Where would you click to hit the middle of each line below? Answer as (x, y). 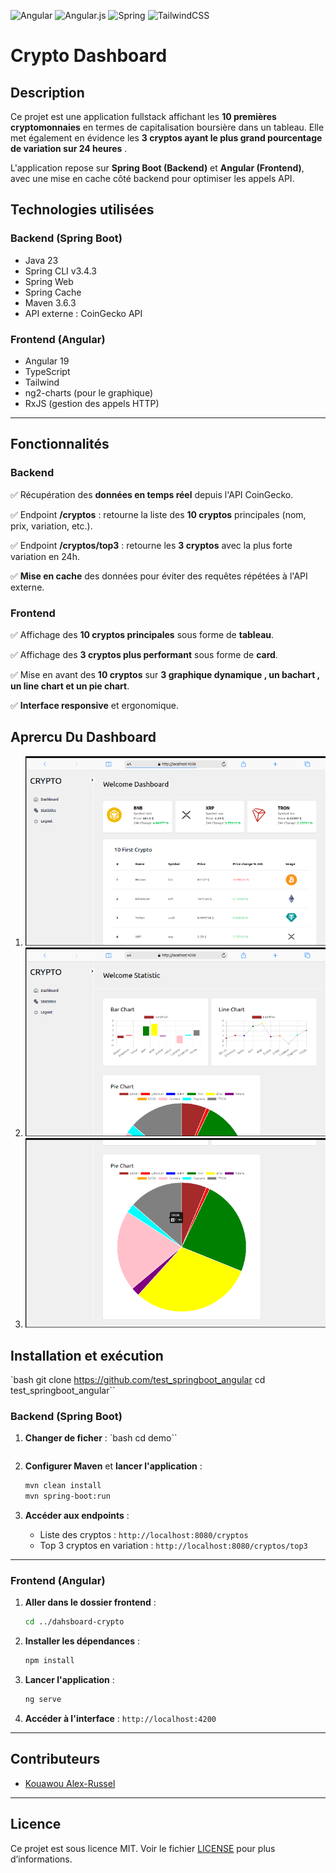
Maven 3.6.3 (50, 302)
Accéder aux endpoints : (77, 1516)
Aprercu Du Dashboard (83, 737)
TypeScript (47, 371)
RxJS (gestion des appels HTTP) (92, 403)
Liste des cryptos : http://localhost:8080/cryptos (144, 1535)
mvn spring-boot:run (67, 1496)
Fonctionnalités (60, 444)
